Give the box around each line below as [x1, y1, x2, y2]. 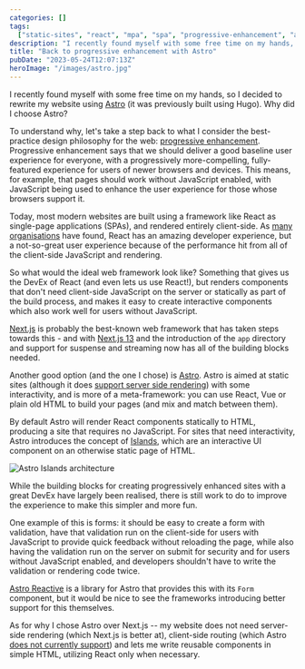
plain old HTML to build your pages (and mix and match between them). [9, 398, 279, 409]
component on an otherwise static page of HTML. [9, 445, 196, 456]
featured [9, 164, 42, 175]
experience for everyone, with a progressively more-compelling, [9, 154, 250, 165]
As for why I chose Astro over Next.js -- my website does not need [9, 619, 260, 631]
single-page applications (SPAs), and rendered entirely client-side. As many [9, 220, 293, 231]
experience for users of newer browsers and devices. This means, [43, 164, 291, 175]
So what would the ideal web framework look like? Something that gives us [9, 267, 290, 278]
